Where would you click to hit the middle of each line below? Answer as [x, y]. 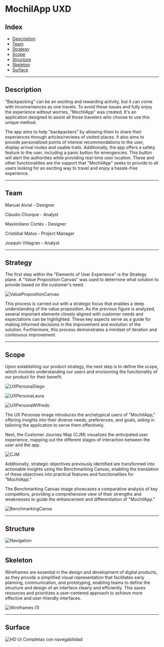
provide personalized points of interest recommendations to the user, [74, 142]
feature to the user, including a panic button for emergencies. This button [79, 152]
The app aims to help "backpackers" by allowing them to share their [73, 132]
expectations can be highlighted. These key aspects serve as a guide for [78, 319]
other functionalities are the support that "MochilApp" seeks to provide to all [82, 163]
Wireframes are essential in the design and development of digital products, [81, 572]
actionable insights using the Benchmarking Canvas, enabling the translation [82, 469]
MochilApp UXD [38, 9]
